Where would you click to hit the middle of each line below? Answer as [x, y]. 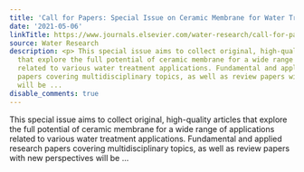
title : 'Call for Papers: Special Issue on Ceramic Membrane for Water [147, 18]
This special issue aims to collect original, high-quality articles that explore [148, 119]
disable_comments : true [54, 93]
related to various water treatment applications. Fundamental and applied [146, 139]
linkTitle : [30, 34]
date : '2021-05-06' [46, 26]
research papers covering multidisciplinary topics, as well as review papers [150, 148]
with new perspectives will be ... [69, 158]
